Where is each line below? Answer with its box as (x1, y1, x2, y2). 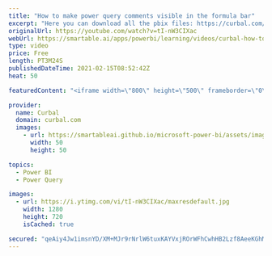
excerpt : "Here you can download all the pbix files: (8, 19, 194, 27)
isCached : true (23, 220, 74, 229)
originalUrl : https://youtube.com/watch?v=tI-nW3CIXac (8, 27, 198, 35)
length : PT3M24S (8, 57, 63, 65)
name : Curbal (15, 108, 60, 117)
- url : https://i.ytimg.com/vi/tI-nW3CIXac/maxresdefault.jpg (15, 198, 230, 206)
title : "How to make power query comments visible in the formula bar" (8, 11, 255, 20)
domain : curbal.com (15, 116, 82, 124)
